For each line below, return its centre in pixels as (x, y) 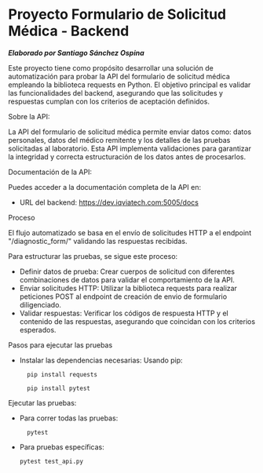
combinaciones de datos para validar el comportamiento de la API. (127, 279)
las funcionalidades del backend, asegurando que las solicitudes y (116, 93)
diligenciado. (40, 304)
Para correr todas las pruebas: (69, 418)
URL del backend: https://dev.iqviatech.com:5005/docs (109, 202)
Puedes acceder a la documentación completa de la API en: (105, 187)
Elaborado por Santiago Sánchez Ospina (76, 53)
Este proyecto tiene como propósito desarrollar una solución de (111, 67)
